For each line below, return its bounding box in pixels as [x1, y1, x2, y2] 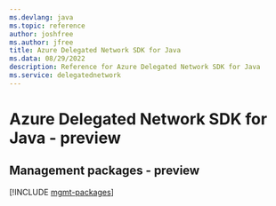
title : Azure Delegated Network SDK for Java [9, 46, 181, 55]
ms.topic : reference [9, 21, 86, 30]
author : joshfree [9, 29, 74, 38]
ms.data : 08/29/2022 [9, 54, 86, 63]
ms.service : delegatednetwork [9, 71, 122, 80]
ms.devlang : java [9, 12, 74, 22]
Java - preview [9, 128, 122, 147]
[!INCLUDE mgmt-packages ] [9, 186, 114, 197]
